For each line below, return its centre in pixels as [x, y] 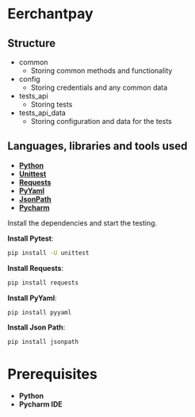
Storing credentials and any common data [99, 87]
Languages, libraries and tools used [97, 147]
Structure [32, 43]
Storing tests [52, 104]
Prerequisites [53, 374]
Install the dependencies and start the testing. [82, 222]
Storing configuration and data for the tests [101, 121]
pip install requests [43, 283]
